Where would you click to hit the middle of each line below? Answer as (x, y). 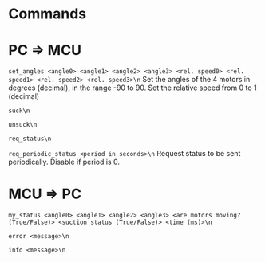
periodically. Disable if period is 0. (64, 162)
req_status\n (30, 139)
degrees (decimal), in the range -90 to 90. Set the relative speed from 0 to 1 (132, 88)
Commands (47, 14)
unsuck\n (23, 125)
